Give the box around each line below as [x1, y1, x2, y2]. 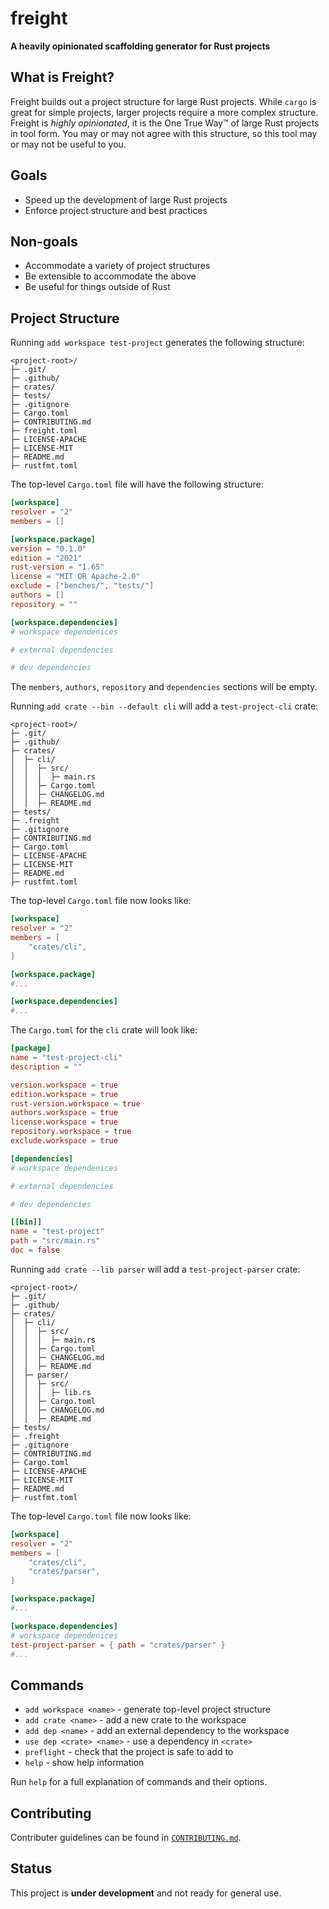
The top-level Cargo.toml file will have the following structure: [10, 478, 264, 491]
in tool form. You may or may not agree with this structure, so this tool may [10, 127, 318, 139]
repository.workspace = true [10, 1127, 132, 1137]
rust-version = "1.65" [10, 562, 105, 572]
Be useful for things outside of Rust [24, 281, 171, 293]
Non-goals [10, 233, 78, 250]
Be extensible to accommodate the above [24, 270, 197, 282]
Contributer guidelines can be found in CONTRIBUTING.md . [10, 1832, 242, 1844]
